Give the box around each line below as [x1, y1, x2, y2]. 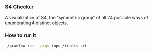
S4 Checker [5, 3, 34, 10]
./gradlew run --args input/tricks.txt [5, 43, 87, 48]
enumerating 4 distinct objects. [5, 20, 68, 26]
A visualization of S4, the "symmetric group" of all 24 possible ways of [5, 15, 149, 21]
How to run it [5, 32, 36, 39]
